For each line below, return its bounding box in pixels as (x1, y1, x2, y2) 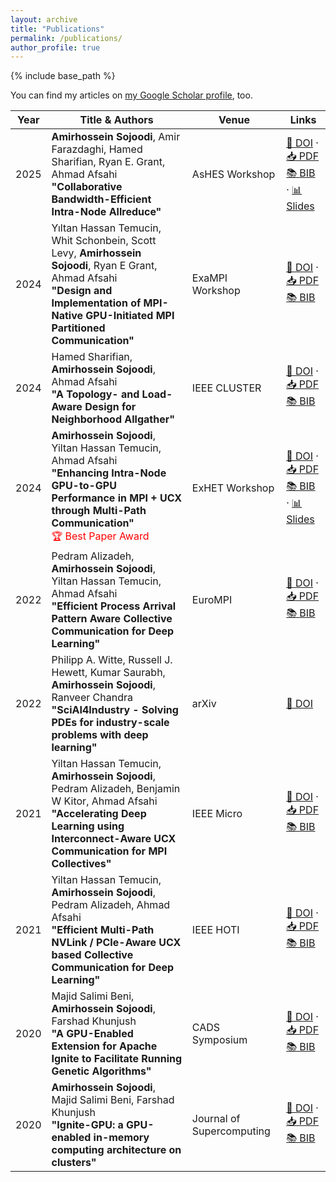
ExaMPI (191, 271, 228, 285)
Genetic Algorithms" (51, 1064, 152, 1078)
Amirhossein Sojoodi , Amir (51, 130, 181, 144)
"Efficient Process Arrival (51, 599, 177, 613)
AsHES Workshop (191, 167, 276, 181)
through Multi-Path (51, 504, 147, 518)
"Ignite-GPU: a (51, 1118, 124, 1132)
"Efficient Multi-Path (51, 923, 155, 937)
